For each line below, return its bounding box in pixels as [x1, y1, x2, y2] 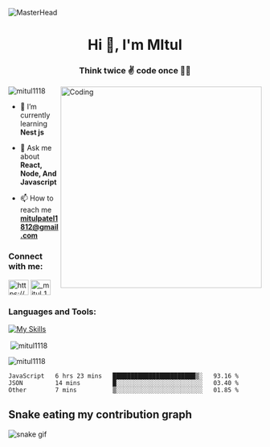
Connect [8, 250, 43, 262]
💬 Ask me [19, 143, 52, 153]
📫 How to [19, 193, 54, 203]
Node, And [19, 169, 57, 179]
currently [19, 110, 51, 120]
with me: [8, 261, 43, 272]
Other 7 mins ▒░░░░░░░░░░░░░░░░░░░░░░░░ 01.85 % [8, 386, 239, 394]
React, [19, 160, 43, 170]
